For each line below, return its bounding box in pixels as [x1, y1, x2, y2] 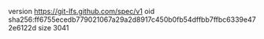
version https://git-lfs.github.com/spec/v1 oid [8, 7, 155, 16]
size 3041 [38, 23, 69, 32]
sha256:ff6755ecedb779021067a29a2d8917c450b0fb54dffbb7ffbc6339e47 [8, 15, 256, 24]
